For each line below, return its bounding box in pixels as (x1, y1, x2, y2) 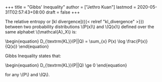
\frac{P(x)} (126, 38, 148, 44)
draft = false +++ (46, 9, 80, 15)
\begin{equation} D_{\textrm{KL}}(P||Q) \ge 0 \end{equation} (5, 63, 127, 68)
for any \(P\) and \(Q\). (5, 72, 50, 77)
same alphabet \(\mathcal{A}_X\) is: (5, 29, 77, 34)
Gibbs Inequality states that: (5, 53, 61, 59)
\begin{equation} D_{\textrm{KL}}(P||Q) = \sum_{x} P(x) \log (5, 38, 126, 44)
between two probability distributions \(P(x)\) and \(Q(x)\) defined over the (5, 24, 154, 30)
